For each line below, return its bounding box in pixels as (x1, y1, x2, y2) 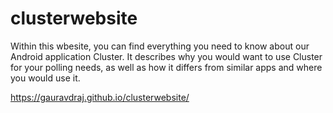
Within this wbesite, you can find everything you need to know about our (10, 40, 310, 52)
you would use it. (10, 72, 81, 84)
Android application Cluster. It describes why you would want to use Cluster (10, 50, 323, 62)
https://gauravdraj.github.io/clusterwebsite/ (10, 91, 190, 103)
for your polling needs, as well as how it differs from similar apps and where (10, 61, 323, 73)
